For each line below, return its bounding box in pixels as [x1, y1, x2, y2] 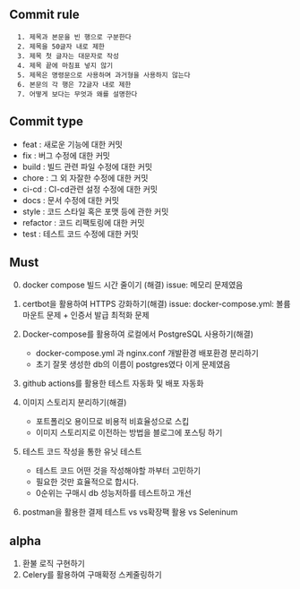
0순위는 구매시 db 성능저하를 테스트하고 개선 [35, 488, 193, 499]
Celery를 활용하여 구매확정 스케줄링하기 [21, 569, 163, 580]
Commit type [9, 114, 83, 129]
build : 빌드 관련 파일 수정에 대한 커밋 [21, 161, 153, 172]
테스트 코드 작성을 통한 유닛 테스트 [21, 447, 142, 457]
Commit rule [9, 7, 80, 22]
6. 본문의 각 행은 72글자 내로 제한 [17, 80, 132, 89]
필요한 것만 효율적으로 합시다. [35, 476, 139, 487]
